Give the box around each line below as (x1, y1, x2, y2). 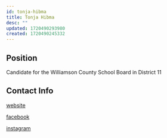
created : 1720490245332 (6, 31, 66, 37)
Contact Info (6, 86, 54, 96)
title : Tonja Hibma (6, 14, 55, 20)
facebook (6, 113, 30, 120)
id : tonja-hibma (6, 8, 47, 15)
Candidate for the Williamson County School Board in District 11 (6, 68, 162, 76)
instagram (6, 124, 31, 131)
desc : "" (6, 20, 28, 26)
